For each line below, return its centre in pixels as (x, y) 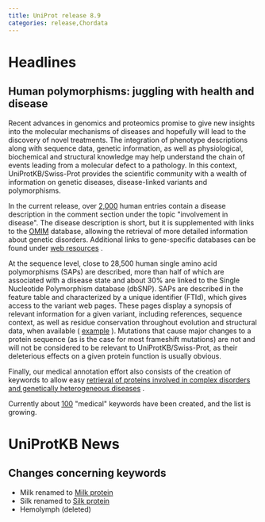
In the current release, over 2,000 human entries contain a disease (117, 205)
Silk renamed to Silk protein (64, 501)
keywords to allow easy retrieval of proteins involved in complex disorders (129, 380)
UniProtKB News (64, 444)
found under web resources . (56, 248)
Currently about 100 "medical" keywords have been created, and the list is (130, 403)
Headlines (42, 62)
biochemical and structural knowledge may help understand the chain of (127, 156)
